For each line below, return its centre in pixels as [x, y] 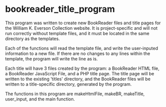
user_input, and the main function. [40, 99]
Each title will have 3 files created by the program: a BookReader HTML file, [82, 68]
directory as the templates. [33, 39]
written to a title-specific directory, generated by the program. [69, 84]
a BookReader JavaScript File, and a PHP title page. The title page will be [80, 73]
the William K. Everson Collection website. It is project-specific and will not [81, 28]
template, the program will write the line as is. [52, 58]
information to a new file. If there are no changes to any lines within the [78, 53]
